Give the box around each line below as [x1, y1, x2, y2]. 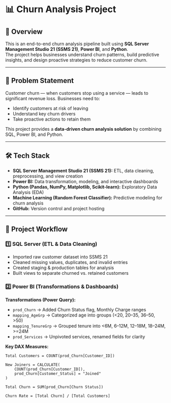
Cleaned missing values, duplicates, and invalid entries [12, 260, 128, 266]
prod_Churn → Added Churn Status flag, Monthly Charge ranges [12, 306, 147, 312]
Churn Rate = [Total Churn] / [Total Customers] [5, 393, 110, 398]
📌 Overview [5, 27, 43, 36]
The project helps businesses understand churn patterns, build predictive [5, 51, 159, 57]
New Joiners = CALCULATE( [5, 362, 60, 367]
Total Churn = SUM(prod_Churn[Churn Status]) [5, 384, 103, 389]
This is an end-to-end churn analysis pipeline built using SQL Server [5, 41, 149, 47]
